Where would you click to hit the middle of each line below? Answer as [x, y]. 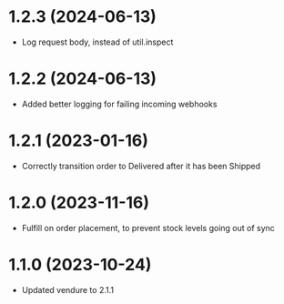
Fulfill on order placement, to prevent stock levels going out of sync [148, 228]
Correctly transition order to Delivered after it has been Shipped [141, 166]
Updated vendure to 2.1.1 [68, 289]
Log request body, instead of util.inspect [97, 42]
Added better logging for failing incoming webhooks [119, 104]
